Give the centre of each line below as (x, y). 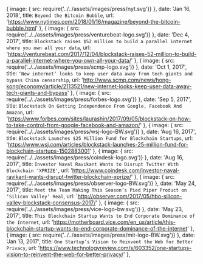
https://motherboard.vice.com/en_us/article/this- (115, 222)
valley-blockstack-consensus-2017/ (51, 203)
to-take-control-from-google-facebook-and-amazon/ (73, 125)
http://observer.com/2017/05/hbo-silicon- (130, 196)
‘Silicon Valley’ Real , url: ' (42, 196)
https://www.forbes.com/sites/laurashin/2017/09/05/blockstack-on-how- (100, 119)
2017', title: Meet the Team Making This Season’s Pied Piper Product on (97, 190)
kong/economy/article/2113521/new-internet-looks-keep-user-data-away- (99, 86)
